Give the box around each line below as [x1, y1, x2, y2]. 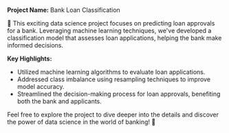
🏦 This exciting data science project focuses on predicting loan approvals [7, 19, 215, 27]
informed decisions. [7, 41, 64, 49]
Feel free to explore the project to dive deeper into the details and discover [7, 110, 219, 119]
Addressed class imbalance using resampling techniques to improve [17, 75, 211, 83]
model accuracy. [17, 83, 65, 90]
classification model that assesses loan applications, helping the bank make [7, 34, 222, 42]
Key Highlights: [7, 54, 52, 63]
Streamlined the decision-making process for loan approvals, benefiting [17, 90, 221, 98]
